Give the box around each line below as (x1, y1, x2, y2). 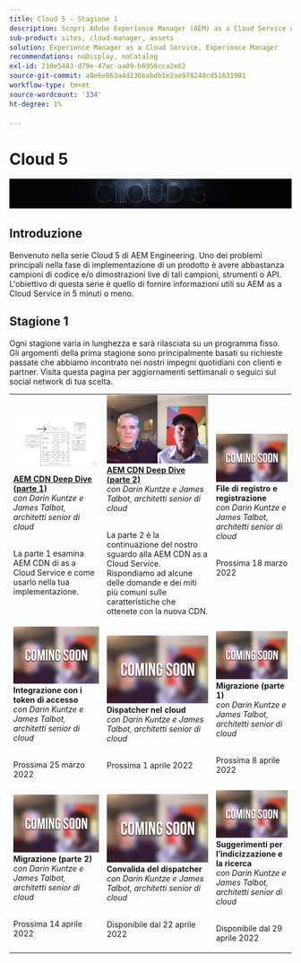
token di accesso (13, 695, 79, 706)
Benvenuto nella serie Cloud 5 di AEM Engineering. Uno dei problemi (9, 249, 262, 260)
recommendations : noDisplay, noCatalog (9, 52, 159, 62)
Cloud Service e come (13, 567, 96, 577)
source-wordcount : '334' (9, 90, 102, 99)
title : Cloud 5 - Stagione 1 (9, 14, 118, 23)
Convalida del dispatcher (106, 863, 203, 874)
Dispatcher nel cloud (106, 705, 186, 716)
